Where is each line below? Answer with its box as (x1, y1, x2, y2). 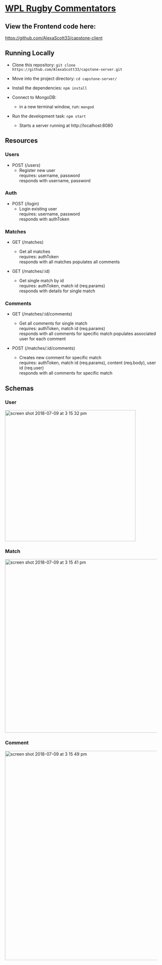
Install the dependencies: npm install (12, 85, 87, 91)
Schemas (5, 384, 34, 393)
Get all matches (19, 249, 51, 254)
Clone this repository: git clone (12, 62, 76, 68)
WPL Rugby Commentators (5, 3, 116, 14)
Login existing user (19, 206, 57, 211)
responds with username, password (19, 177, 91, 183)
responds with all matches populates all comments (19, 259, 120, 265)
